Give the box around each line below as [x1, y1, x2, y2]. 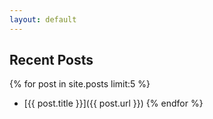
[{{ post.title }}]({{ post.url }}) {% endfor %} [23, 97, 204, 110]
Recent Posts [9, 52, 94, 69]
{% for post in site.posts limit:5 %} [9, 78, 151, 90]
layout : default [9, 14, 77, 25]
